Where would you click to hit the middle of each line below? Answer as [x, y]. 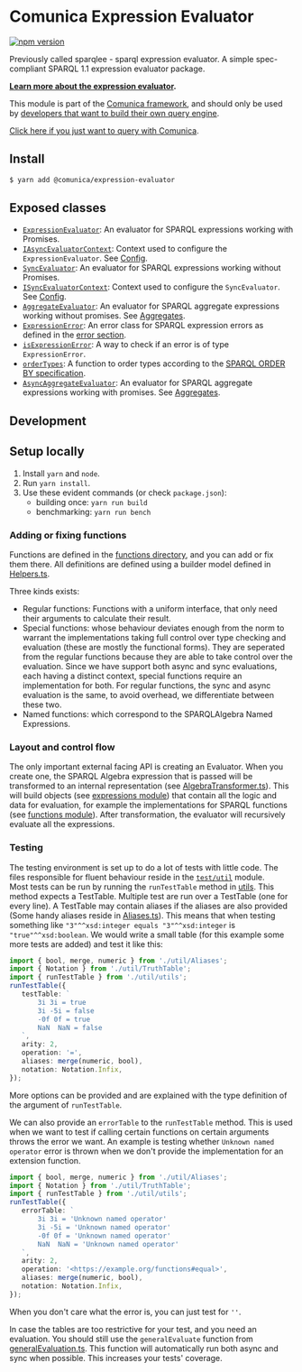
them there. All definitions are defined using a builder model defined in [140, 564]
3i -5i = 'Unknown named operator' [104, 1227]
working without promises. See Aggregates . [104, 316]
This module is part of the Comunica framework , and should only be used [146, 103]
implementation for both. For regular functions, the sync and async [146, 685]
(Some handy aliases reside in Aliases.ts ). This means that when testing [142, 915]
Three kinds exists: [44, 591]
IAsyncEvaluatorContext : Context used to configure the [125, 249]
